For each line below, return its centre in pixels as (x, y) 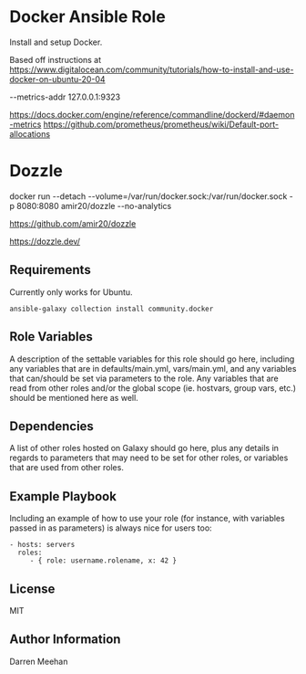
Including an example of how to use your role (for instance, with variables (147, 519)
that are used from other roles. (67, 468)
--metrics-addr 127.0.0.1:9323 (65, 97)
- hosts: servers (42, 545)
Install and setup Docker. (56, 42)
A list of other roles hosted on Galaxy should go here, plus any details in (144, 448)
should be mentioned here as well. (74, 397)
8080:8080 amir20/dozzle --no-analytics (94, 205)
